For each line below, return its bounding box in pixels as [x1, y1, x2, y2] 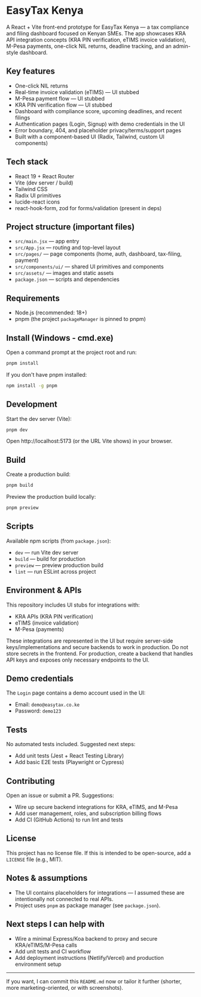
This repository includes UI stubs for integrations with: [6, 601, 140, 608]
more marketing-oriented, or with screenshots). [6, 984, 124, 991]
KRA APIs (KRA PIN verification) [14, 613, 94, 620]
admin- [172, 43, 191, 50]
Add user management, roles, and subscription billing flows [14, 810, 162, 817]
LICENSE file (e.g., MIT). [6, 856, 63, 863]
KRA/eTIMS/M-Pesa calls [14, 941, 78, 948]
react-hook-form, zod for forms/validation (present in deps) [14, 204, 162, 211]
